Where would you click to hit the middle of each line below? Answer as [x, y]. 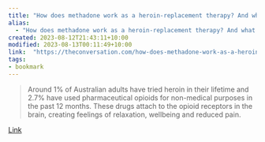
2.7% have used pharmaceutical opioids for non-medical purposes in [140, 97]
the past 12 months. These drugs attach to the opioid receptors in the [140, 106]
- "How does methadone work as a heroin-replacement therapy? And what [136, 30]
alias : [19, 23]
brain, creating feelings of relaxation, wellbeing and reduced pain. [134, 114]
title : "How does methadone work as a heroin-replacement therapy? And [128, 15]
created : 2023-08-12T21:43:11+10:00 [68, 37]
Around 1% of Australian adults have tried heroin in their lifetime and [138, 89]
